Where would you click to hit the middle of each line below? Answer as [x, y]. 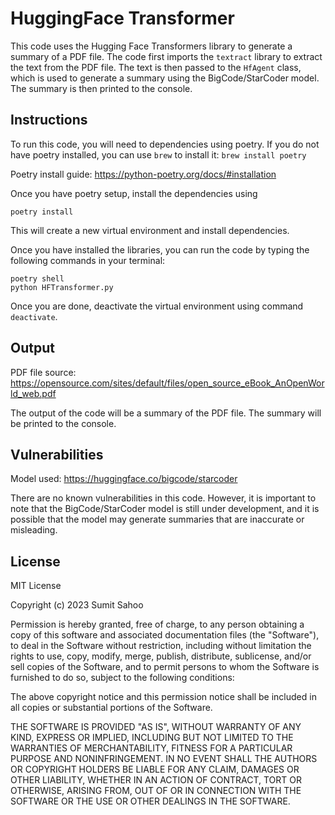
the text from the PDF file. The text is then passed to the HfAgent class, [156, 67]
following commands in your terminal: [88, 260]
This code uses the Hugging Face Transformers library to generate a [151, 46]
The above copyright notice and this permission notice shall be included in [163, 697]
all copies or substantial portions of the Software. [111, 708]
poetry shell [37, 278]
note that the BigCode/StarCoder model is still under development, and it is [165, 509]
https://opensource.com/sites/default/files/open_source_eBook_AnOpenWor [167, 383]
